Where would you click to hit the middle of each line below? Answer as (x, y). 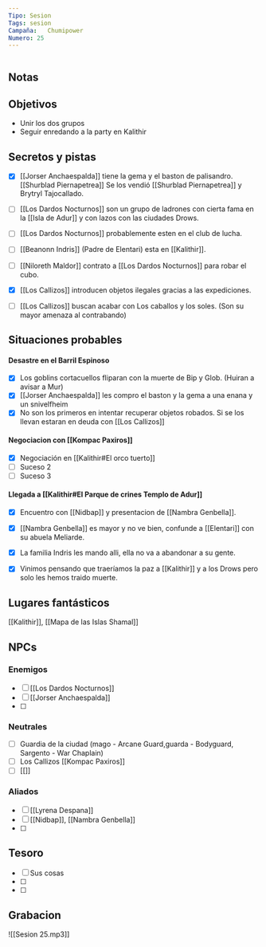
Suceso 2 (35, 466)
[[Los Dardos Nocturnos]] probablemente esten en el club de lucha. (131, 234)
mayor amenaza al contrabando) (73, 315)
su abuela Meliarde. (52, 537)
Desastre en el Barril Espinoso (59, 360)
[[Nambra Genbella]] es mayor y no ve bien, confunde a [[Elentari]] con (137, 529)
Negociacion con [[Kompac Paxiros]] (70, 440)
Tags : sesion (30, 23)
